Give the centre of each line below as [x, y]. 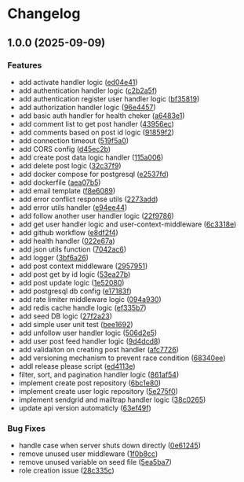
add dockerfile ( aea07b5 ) [60, 182]
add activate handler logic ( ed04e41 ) [78, 82]
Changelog [44, 14]
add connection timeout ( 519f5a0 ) [74, 140]
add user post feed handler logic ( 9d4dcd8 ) [90, 341]
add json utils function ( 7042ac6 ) [73, 249]
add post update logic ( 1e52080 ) [71, 282]
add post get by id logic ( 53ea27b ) [75, 274]
